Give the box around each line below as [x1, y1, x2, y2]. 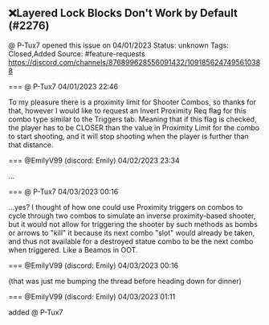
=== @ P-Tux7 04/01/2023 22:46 [8, 81, 119, 91]
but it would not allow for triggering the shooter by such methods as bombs [8, 219, 259, 228]
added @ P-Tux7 [8, 307, 63, 317]
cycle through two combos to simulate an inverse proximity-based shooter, [8, 211, 256, 220]
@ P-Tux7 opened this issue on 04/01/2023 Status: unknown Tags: [8, 40, 229, 50]
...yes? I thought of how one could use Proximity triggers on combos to [8, 202, 243, 212]
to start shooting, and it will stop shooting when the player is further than [8, 131, 249, 141]
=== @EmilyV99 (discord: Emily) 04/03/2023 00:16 [8, 261, 179, 270]
